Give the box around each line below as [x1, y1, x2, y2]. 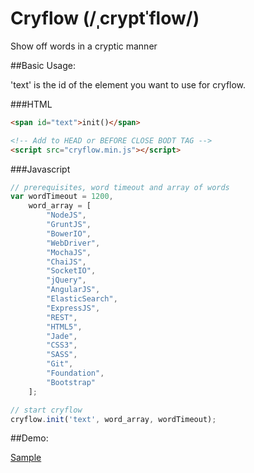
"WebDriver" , [46, 238, 101, 248]
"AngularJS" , [46, 285, 101, 295]
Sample [10, 452, 42, 464]
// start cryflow [10, 405, 83, 415]
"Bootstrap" [46, 377, 97, 387]
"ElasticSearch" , [46, 294, 118, 304]
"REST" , [46, 312, 78, 322]
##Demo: [10, 432, 49, 444]
